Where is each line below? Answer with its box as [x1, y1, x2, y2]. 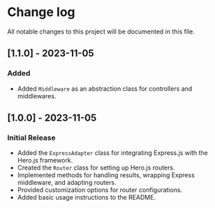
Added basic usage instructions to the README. [17, 193, 156, 202]
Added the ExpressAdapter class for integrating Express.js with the [17, 149, 208, 157]
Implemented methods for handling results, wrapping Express [17, 171, 195, 179]
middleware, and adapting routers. [17, 179, 117, 187]
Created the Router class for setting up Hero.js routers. [17, 163, 175, 172]
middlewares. [17, 91, 57, 100]
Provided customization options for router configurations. [17, 186, 183, 194]
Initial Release [7, 133, 56, 142]
